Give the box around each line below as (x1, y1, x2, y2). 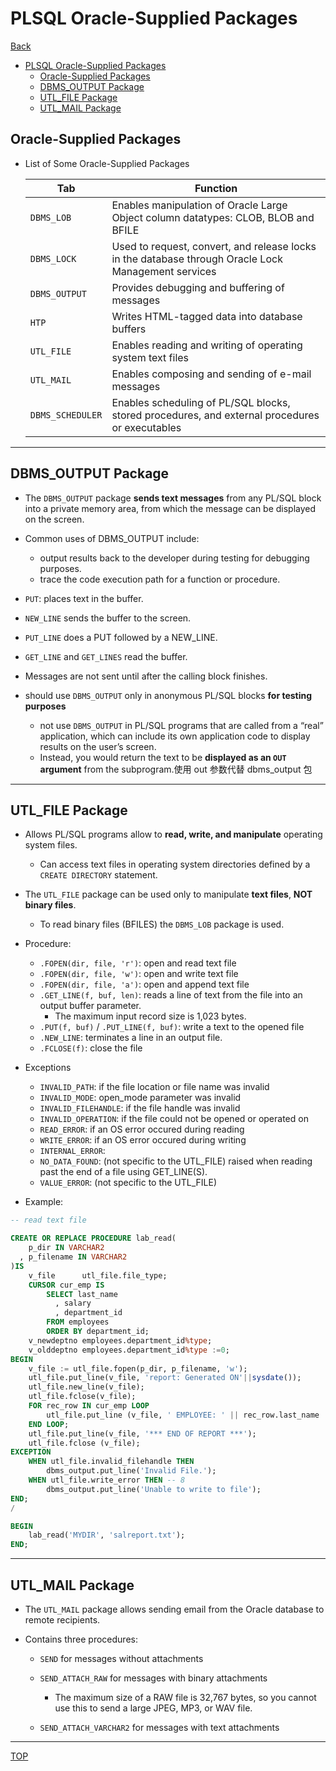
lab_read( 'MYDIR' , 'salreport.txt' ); (28, 1530, 186, 1541)
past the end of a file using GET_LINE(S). (39, 1166, 208, 1178)
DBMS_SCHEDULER (29, 409, 103, 421)
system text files (111, 350, 190, 364)
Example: (24, 1196, 64, 1208)
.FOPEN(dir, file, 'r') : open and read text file (39, 957, 237, 969)
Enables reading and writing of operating (111, 338, 303, 352)
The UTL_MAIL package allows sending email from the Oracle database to (24, 1603, 325, 1615)
